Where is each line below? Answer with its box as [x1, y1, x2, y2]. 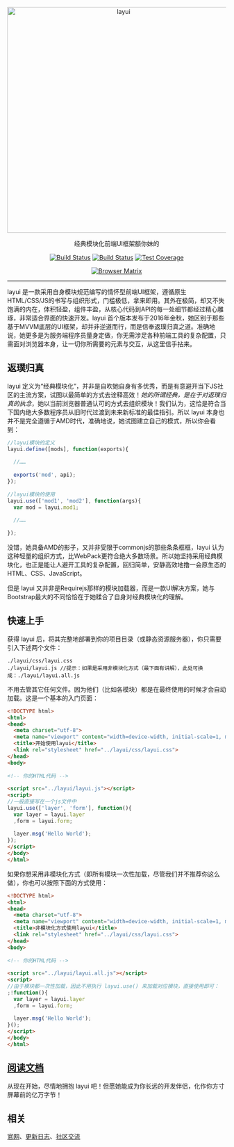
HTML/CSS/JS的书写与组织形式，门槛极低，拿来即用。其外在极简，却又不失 [7, 296, 225, 304]
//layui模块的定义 [7, 439, 56, 446]
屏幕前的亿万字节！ [7, 1090, 62, 1098]
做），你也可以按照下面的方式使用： [7, 878, 108, 886]
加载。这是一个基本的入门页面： [7, 694, 99, 702]
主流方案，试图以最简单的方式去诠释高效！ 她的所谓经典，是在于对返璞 [19, 390, 220, 399]
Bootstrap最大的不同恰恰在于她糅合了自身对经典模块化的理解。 [7, 592, 187, 601]
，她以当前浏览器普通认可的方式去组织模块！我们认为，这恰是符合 [31, 399, 220, 407]
